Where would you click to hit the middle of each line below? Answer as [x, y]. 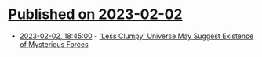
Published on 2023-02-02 [95, 14]
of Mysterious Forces [54, 44]
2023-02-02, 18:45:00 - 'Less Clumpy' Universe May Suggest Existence [136, 36]
